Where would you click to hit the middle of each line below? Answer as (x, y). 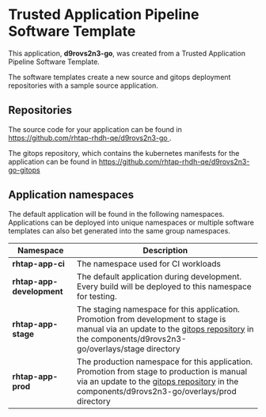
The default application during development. (159, 276)
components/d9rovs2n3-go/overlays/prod (156, 391)
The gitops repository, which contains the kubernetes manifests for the (124, 153)
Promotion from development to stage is (151, 319)
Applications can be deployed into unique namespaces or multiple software (131, 222)
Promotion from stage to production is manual (162, 371)
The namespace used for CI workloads (149, 263)
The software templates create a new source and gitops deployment (120, 77)
